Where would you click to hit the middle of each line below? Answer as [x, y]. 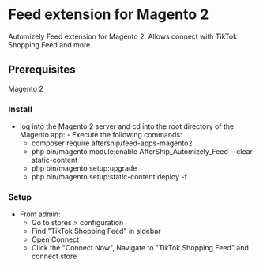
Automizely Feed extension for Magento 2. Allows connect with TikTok [123, 36]
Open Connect [55, 239]
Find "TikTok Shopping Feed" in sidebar [96, 231]
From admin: [40, 214]
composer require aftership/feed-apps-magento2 [112, 143]
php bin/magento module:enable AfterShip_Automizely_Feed [130, 152]
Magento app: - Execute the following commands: [101, 135]
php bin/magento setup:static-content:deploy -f [109, 177]
